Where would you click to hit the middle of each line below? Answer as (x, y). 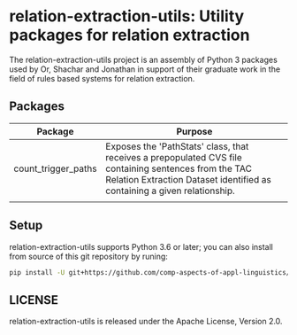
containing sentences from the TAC (179, 168)
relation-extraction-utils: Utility (127, 16)
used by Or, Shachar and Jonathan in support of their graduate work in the (145, 69)
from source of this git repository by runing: (88, 256)
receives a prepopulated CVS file (174, 157)
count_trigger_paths (55, 168)
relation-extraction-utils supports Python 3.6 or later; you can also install (141, 246)
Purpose (194, 131)
